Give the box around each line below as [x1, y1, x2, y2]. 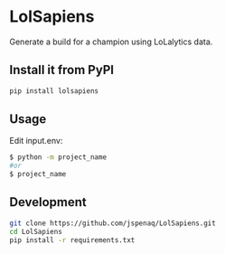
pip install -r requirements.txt [9, 235, 136, 245]
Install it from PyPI [9, 62, 115, 78]
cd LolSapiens [9, 227, 63, 236]
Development [9, 194, 88, 210]
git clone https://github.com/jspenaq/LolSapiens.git [9, 219, 217, 228]
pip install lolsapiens [9, 86, 99, 96]
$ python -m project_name [9, 153, 107, 162]
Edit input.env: [9, 136, 63, 146]
